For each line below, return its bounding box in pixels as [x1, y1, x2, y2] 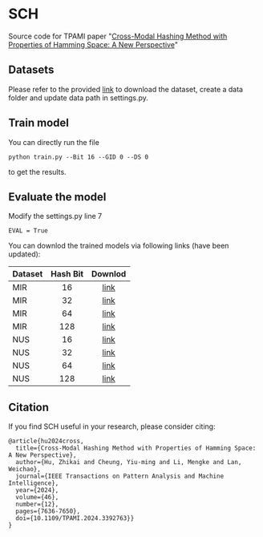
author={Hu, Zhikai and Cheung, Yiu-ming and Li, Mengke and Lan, [15, 458, 242, 466]
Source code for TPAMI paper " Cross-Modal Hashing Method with [8, 31, 228, 41]
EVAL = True [8, 227, 48, 235]
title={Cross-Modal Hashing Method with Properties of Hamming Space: [15, 444, 257, 453]
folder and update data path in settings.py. [8, 93, 148, 103]
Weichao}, [8, 466, 42, 474]
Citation [8, 400, 50, 414]
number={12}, [15, 500, 59, 509]
